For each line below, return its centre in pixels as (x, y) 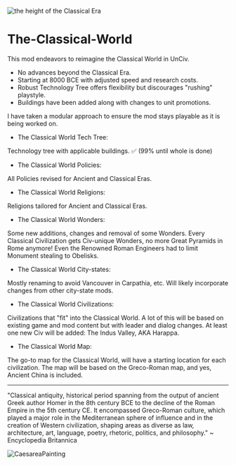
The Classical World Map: (55, 346)
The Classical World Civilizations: (66, 304)
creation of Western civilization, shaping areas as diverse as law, (101, 425)
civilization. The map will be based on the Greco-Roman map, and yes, (110, 367)
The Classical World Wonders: (61, 219)
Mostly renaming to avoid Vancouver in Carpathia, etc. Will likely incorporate (118, 283)
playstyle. (32, 94)
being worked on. (33, 123)
